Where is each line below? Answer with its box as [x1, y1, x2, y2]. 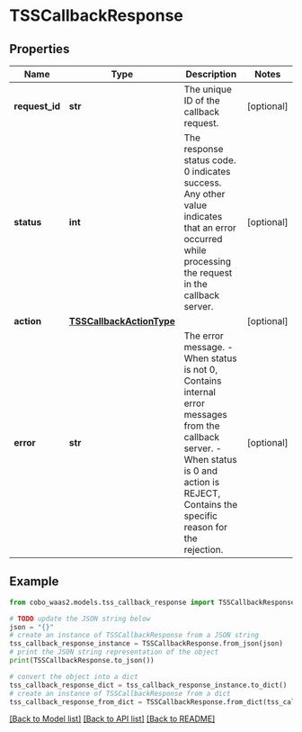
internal [183, 386, 216, 398]
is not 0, [183, 364, 218, 375]
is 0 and [183, 465, 218, 477]
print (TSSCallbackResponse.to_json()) [9, 656, 155, 665]
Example [9, 574, 59, 590]
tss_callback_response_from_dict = [9, 697, 143, 707]
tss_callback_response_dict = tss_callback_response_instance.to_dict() [9, 681, 288, 690]
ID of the [183, 95, 220, 106]
